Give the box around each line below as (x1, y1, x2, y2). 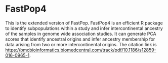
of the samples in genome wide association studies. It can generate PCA (5, 30, 157, 37)
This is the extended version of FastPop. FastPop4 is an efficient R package (5, 20, 163, 26)
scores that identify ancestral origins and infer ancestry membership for (5, 36, 155, 42)
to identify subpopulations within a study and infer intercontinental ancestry (5, 25, 163, 31)
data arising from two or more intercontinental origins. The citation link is (5, 41, 157, 47)
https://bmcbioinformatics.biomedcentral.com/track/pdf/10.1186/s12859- (5, 47, 157, 53)
